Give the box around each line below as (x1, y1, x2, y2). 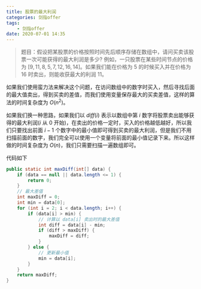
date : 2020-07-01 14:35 (6, 31, 66, 37)
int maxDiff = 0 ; (17, 194, 60, 200)
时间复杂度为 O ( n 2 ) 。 (16, 98, 69, 106)
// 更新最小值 (38, 249, 69, 255)
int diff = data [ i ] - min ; (38, 222, 106, 228)
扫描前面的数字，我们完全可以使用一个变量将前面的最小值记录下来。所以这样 (6, 134, 195, 141)
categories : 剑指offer (6, 14, 61, 20)
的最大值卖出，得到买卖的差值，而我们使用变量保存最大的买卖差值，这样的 (6, 91, 190, 98)
